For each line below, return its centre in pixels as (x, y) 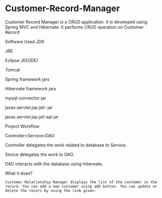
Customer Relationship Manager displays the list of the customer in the (81, 182)
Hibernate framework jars (31, 88)
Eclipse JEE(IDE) (22, 60)
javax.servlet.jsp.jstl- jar (29, 107)
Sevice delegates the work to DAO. (40, 154)
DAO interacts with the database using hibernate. (54, 164)
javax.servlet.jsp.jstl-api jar (32, 116)
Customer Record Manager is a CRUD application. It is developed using (76, 22)
